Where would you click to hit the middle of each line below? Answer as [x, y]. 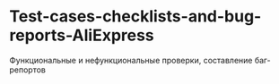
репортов [28, 70]
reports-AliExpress [82, 35]
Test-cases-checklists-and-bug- [135, 17]
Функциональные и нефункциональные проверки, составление [131, 60]
